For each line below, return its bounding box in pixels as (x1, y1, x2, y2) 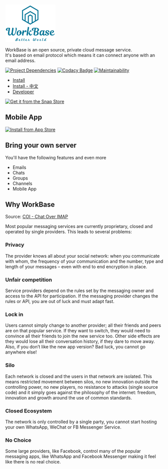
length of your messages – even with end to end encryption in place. (5, 263, 147, 269)
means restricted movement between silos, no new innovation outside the (5, 378, 158, 385)
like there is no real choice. (5, 459, 61, 465)
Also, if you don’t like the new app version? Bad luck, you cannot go (5, 344, 146, 350)
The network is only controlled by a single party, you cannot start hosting (5, 419, 157, 425)
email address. (5, 57, 36, 64)
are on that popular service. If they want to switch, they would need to (5, 328, 151, 334)
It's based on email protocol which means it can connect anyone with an (5, 52, 155, 58)
